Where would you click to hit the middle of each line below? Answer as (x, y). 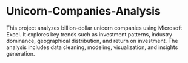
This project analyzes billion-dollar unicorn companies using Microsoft (94, 28)
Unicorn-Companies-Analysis (83, 11)
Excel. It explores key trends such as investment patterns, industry (89, 34)
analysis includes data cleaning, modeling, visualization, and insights (92, 47)
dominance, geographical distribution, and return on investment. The (92, 41)
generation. (21, 53)
